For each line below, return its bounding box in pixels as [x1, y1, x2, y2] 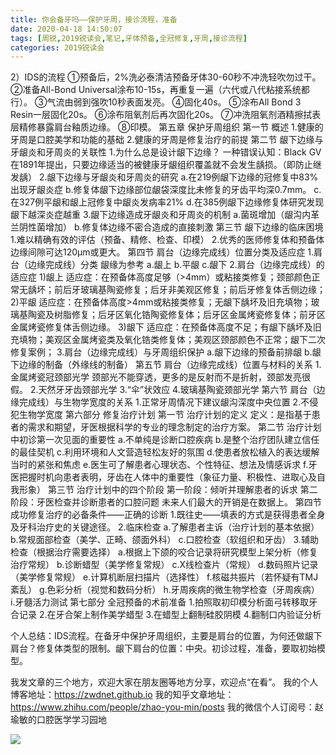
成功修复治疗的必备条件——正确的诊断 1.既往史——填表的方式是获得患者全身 [10, 509, 326, 521]
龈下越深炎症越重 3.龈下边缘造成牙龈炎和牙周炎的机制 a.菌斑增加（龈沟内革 [10, 209, 320, 221]
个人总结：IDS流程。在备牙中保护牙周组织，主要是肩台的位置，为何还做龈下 [10, 630, 323, 642]
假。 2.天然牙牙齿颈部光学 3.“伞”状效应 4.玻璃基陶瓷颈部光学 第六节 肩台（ [10, 384, 317, 396]
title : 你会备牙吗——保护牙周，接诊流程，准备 [10, 14, 178, 25]
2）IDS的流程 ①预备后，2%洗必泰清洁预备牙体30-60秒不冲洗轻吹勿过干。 [10, 71, 322, 83]
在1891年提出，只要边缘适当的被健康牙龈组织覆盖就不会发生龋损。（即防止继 [10, 159, 322, 171]
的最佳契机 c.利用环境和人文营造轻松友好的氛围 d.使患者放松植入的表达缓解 [10, 446, 320, 458]
